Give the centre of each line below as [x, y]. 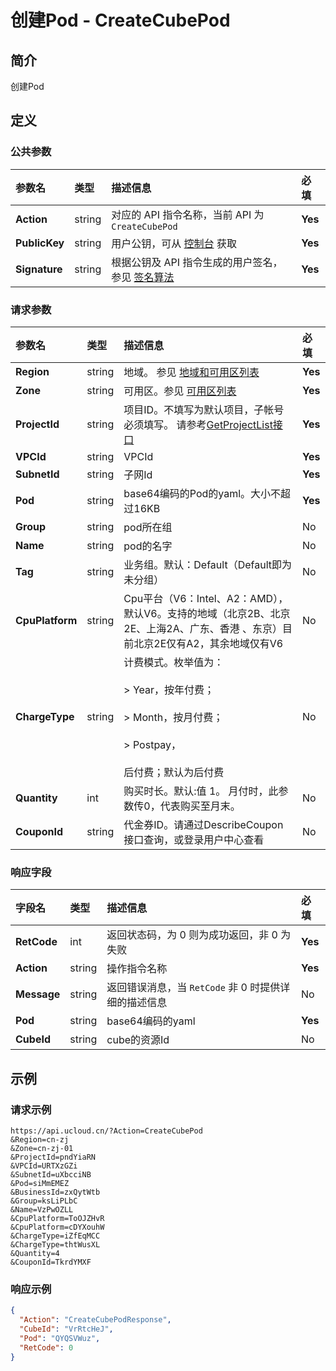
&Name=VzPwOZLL [42, 1209]
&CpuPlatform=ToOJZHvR [57, 1218]
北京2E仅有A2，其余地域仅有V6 [208, 643]
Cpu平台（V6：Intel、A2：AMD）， [206, 598]
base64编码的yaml [151, 1021]
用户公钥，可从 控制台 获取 [174, 243]
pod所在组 [148, 527]
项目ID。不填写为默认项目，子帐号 [204, 409]
